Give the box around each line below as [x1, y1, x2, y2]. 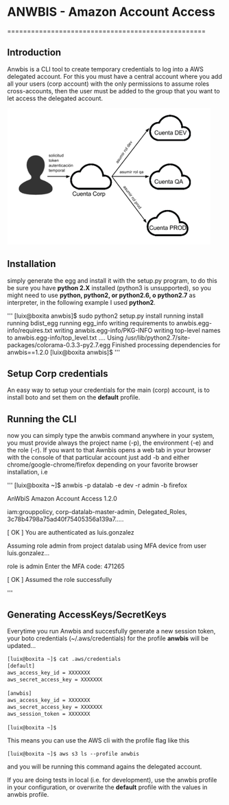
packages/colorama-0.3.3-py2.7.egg [7, 340, 111, 349]
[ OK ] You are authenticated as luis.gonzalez [7, 528, 135, 537]
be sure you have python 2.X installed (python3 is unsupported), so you [7, 283, 211, 292]
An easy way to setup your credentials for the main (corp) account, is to [7, 386, 210, 395]
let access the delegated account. [7, 94, 104, 102]
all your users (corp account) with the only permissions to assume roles [7, 80, 210, 88]
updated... [7, 642, 36, 649]
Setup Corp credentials [7, 368, 108, 380]
